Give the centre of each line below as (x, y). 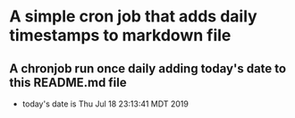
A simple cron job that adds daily (133, 17)
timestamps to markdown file (120, 35)
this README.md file (68, 82)
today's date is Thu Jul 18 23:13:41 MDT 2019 (105, 104)
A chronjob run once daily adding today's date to (148, 68)
